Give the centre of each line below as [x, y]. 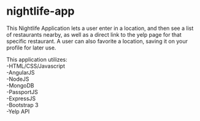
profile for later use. [31, 48]
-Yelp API [18, 111]
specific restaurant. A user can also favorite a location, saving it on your [97, 41]
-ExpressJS [21, 98]
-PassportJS [22, 92]
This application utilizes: [37, 59]
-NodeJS [18, 79]
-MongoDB [20, 85]
